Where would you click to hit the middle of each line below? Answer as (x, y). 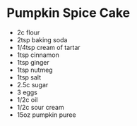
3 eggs (27, 92)
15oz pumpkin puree (46, 115)
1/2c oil (27, 99)
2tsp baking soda (42, 39)
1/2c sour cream (40, 107)
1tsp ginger (33, 62)
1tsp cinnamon (38, 55)
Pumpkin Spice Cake (68, 13)
